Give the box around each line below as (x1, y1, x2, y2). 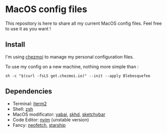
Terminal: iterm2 (12, 100, 47, 107)
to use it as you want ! (5, 25, 51, 31)
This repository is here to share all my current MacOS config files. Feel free (5, 20, 162, 26)
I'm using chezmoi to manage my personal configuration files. (5, 54, 134, 60)
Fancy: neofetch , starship (12, 122, 66, 128)
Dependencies (5, 87, 52, 96)
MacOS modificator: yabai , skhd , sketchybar (12, 111, 105, 117)
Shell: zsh (12, 106, 33, 112)
